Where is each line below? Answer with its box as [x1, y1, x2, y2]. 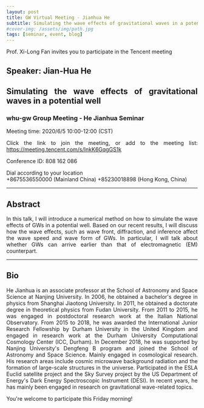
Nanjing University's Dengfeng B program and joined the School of [6, 344, 198, 352]
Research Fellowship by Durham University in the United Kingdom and [6, 325, 198, 332]
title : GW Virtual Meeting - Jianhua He [6, 15, 110, 21]
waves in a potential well [6, 95, 101, 106]
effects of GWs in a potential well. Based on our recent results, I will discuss [6, 222, 198, 229]
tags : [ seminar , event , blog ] [6, 32, 83, 38]
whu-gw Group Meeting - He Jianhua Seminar [6, 113, 144, 122]
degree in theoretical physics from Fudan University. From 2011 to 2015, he [6, 306, 198, 313]
